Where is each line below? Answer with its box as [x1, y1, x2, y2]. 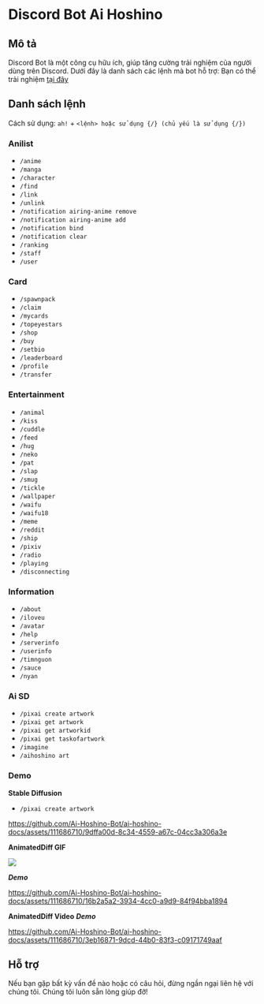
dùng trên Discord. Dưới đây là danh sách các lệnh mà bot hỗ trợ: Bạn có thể [8, 66, 256, 76]
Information [8, 586, 54, 597]
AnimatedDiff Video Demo [8, 911, 96, 920]
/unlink [19, 200, 45, 207]
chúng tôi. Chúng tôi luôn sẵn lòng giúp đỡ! [8, 987, 148, 997]
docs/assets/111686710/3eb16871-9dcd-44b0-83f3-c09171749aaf [8, 935, 223, 944]
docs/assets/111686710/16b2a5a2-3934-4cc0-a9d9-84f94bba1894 [8, 896, 229, 905]
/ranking [19, 241, 49, 249]
